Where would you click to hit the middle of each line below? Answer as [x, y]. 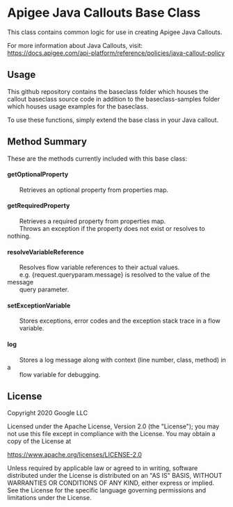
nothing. [19, 236]
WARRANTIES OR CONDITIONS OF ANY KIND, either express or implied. [111, 483]
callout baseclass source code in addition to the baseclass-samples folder [114, 99]
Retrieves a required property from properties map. [93, 221]
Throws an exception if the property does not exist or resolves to [112, 228]
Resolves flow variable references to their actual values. [100, 267]
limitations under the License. [49, 498]
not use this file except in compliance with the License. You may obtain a [111, 434]
